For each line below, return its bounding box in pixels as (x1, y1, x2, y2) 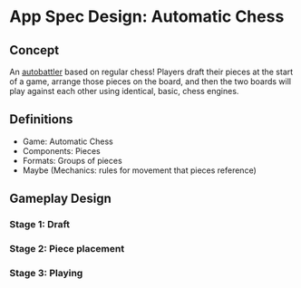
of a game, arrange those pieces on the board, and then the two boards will (9, 76, 292, 87)
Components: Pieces (22, 145, 102, 156)
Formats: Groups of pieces (22, 155, 122, 166)
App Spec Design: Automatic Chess (9, 6, 285, 27)
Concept (9, 43, 60, 58)
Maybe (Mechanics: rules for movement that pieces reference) (22, 165, 257, 176)
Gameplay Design (9, 191, 112, 206)
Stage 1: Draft (9, 218, 71, 231)
